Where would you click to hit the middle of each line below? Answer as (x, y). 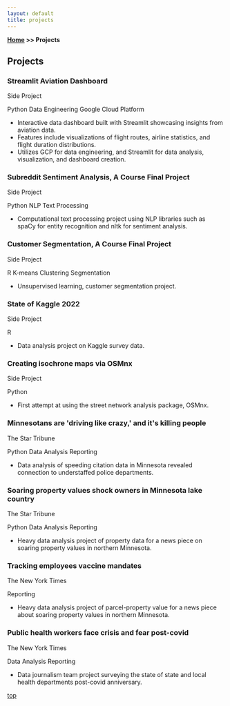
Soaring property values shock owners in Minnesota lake (105, 490)
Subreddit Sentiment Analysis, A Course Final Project (98, 177)
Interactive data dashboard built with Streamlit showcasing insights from (120, 123)
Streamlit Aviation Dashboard (58, 81)
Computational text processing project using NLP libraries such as (111, 219)
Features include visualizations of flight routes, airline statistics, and (114, 137)
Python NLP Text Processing (48, 206)
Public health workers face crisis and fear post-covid (98, 633)
